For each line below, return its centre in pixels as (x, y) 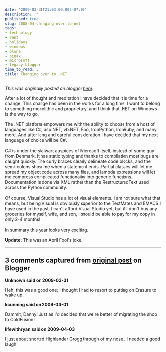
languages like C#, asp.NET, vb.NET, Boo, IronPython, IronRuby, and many (81, 129)
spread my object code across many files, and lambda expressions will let (80, 172)
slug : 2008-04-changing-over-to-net (43, 24)
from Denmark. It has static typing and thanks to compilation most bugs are (82, 156)
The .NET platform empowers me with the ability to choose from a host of (80, 124)
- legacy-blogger (23, 65)
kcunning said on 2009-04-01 (37, 304)
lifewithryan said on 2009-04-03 (40, 329)
